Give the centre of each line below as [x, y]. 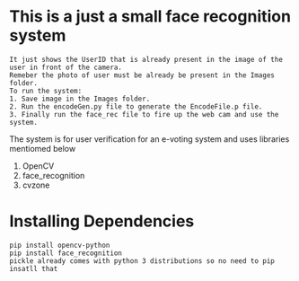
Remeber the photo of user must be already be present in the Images [142, 75]
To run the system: [46, 91]
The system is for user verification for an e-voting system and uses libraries [149, 139]
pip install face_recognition [66, 253]
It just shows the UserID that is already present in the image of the [146, 59]
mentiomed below [43, 148]
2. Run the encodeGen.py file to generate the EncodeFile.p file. [136, 106]
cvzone [36, 185]
